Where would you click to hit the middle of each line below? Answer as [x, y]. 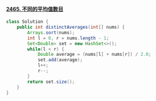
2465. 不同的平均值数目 [35, 9]
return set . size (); [51, 82]
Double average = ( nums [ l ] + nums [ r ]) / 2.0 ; [94, 55]
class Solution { [27, 22]
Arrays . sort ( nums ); [51, 32]
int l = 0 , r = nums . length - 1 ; [68, 38]
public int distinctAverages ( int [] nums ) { [71, 27]
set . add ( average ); [60, 60]
